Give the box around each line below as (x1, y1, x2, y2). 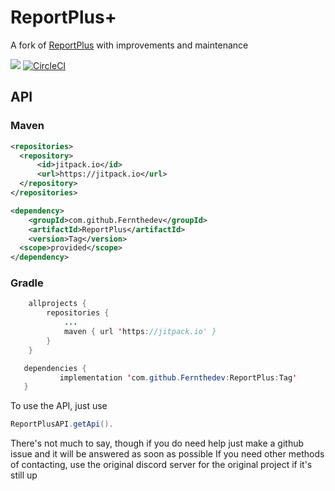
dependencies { (23, 363, 87, 373)
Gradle (10, 276, 44, 290)
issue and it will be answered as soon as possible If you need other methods (10, 448, 325, 460)
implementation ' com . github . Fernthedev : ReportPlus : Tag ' (59, 372, 298, 383)
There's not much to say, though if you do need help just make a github (10, 437, 305, 450)
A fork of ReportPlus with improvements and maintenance (10, 39, 249, 51)
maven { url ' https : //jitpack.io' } (63, 327, 217, 337)
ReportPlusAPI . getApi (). (10, 419, 114, 430)
